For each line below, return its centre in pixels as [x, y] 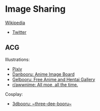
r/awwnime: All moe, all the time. [45, 84]
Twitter [19, 32]
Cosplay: [14, 94]
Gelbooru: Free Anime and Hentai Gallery [54, 79]
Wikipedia [15, 23]
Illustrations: [17, 59]
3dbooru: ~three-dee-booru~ [42, 104]
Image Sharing [35, 9]
